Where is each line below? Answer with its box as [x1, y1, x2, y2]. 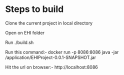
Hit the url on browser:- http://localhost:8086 [5, 64, 98, 70]
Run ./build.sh [5, 39, 34, 45]
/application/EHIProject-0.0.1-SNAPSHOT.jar [5, 54, 96, 60]
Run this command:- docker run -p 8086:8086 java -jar [5, 49, 119, 55]
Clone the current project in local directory [5, 20, 93, 26]
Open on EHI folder [5, 29, 45, 35]
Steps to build [5, 3, 64, 15]
